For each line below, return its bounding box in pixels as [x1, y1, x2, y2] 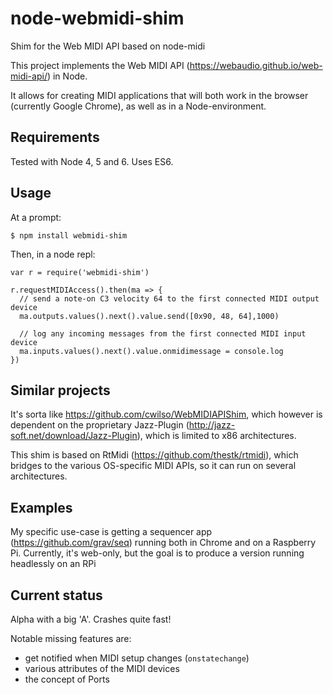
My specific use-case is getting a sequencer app [10, 526, 213, 538]
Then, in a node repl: [10, 248, 96, 260]
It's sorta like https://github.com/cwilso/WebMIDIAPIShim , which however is [10, 408, 323, 421]
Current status [10, 587, 103, 604]
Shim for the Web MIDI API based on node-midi [10, 40, 206, 52]
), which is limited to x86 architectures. [136, 430, 297, 442]
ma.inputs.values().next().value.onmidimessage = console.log [19, 346, 284, 356]
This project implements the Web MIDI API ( [10, 59, 190, 71]
